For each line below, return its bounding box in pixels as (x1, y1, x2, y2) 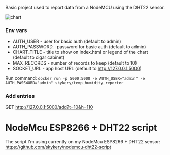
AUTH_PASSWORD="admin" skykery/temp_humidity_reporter (5, 81, 124, 86)
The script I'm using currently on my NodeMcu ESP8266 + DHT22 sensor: (5, 138, 161, 144)
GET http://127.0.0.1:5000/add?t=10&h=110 (5, 104, 93, 110)
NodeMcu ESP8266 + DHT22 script (5, 121, 157, 133)
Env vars (5, 26, 27, 34)
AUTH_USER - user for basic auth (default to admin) (12, 38, 121, 45)
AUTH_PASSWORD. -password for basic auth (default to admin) (12, 44, 146, 50)
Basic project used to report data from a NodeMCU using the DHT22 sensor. (5, 5, 165, 10)
